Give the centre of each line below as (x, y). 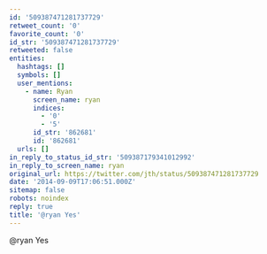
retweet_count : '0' (45, 26)
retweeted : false (41, 50)
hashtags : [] (41, 67)
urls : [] (33, 149)
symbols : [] (39, 75)
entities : (27, 58)
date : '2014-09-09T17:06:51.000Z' (73, 182)
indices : (49, 108)
